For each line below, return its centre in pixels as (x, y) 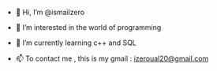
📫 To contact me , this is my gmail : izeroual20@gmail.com (112, 58)
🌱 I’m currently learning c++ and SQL (76, 43)
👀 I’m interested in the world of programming (88, 27)
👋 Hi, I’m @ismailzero (50, 12)
